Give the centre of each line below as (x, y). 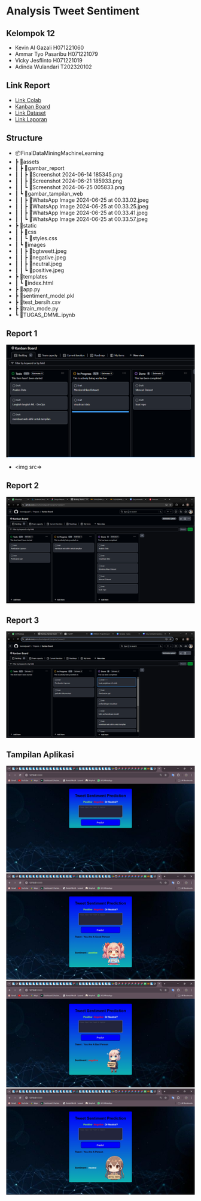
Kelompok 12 (31, 33)
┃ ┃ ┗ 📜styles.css (36, 238)
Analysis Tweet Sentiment (73, 11)
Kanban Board (33, 106)
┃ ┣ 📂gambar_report (39, 168)
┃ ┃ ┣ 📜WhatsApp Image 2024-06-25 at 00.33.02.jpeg (82, 200)
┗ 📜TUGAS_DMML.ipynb (45, 315)
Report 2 (23, 486)
